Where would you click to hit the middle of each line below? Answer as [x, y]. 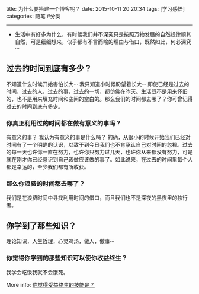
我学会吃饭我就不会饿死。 [37, 272]
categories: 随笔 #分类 [33, 16]
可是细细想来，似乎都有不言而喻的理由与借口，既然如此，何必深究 [111, 42]
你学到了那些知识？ [41, 225]
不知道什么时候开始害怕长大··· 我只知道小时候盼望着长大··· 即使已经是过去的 [98, 84]
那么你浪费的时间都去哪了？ [46, 184]
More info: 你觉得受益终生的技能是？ [50, 284]
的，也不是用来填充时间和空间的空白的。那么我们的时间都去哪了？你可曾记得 [99, 99]
